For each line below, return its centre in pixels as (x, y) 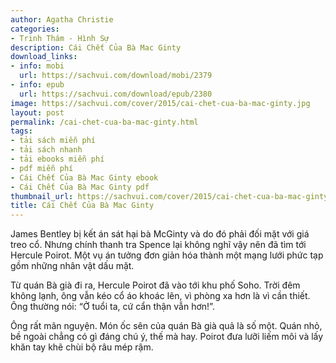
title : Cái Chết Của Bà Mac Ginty (82, 206)
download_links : (44, 57)
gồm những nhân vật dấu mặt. (72, 266)
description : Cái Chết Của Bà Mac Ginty (96, 47)
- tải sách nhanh (46, 150)
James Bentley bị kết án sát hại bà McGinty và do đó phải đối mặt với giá (160, 234)
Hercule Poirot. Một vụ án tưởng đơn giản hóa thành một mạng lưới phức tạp (167, 255)
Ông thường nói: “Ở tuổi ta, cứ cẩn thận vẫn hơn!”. (112, 307)
